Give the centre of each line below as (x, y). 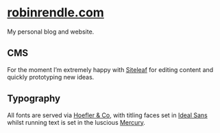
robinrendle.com (56, 13)
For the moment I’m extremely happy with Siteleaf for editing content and (110, 69)
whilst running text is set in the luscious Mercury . (76, 122)
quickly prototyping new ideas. (51, 77)
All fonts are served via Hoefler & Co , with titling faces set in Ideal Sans (107, 115)
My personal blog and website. (51, 32)
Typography (34, 98)
